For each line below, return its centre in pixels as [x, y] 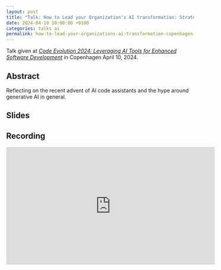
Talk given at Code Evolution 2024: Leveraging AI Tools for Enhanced [91, 51]
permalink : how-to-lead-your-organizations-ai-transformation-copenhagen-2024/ [108, 34]
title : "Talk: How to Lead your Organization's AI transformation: [92, 17]
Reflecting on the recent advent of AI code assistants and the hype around [97, 90]
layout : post [22, 12]
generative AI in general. [36, 97]
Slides [18, 116]
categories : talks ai [33, 28]
